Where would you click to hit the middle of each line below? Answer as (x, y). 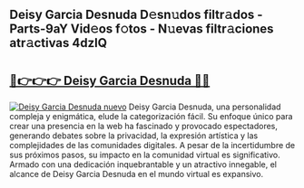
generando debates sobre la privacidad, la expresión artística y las (134, 136)
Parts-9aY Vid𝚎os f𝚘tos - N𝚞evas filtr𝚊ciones (142, 29)
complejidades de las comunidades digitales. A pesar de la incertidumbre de (152, 145)
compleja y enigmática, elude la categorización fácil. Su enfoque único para (151, 116)
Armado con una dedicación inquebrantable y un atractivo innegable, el (143, 164)
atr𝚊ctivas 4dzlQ (58, 43)
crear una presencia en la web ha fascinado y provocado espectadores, (144, 126)
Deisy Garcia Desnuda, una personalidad (205, 107)
